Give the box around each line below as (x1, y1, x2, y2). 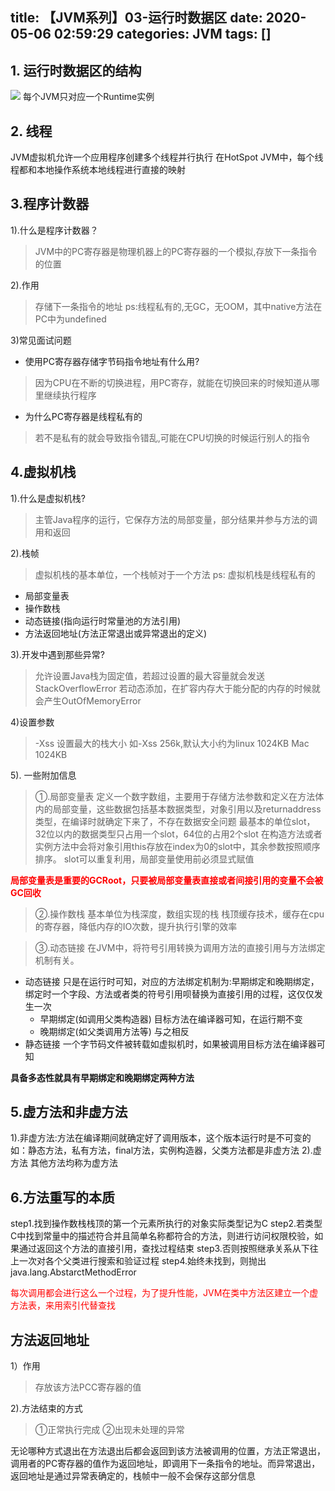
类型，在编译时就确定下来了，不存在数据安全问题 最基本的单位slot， (34, 815, 316, 827)
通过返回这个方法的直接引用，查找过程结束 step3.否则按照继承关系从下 (18, 1243, 310, 1255)
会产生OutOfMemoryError (34, 694, 142, 707)
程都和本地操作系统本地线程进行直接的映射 (10, 164, 186, 176)
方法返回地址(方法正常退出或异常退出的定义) (24, 627, 208, 639)
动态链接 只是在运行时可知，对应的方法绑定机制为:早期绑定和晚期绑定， (24, 975, 320, 987)
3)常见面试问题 (10, 334, 72, 346)
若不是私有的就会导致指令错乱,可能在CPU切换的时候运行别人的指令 (34, 431, 311, 443)
